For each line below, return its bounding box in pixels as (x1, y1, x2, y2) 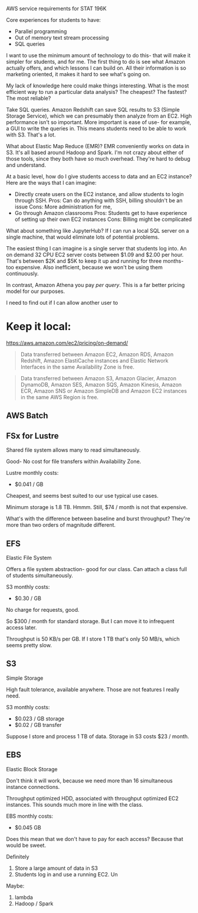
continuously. (6, 270, 39, 277)
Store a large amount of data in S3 (14, 865, 98, 872)
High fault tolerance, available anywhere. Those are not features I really (6, 686, 180, 693)
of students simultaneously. (6, 572, 74, 579)
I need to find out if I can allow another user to (6, 299, 118, 306)
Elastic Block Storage (6, 765, 58, 772)
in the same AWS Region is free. (20, 393, 99, 400)
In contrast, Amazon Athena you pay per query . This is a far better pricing (6, 282, 185, 288)
